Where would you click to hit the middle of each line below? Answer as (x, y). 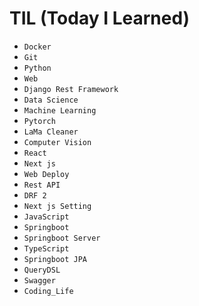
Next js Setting (57, 206)
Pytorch (39, 121)
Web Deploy (46, 174)
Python (37, 68)
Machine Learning (60, 110)
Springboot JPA (55, 259)
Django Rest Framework (71, 89)
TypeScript (46, 248)
